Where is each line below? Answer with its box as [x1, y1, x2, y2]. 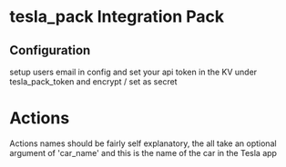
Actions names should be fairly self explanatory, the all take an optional [9, 138, 277, 149]
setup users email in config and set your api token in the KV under [9, 66, 258, 77]
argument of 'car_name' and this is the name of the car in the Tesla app [9, 147, 278, 158]
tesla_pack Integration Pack [9, 6, 225, 27]
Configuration [9, 43, 91, 58]
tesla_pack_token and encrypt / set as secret [9, 76, 178, 87]
